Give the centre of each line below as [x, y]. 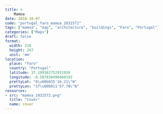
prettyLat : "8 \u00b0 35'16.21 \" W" [43, 81]
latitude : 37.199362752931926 [40, 73]
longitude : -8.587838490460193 [41, 77]
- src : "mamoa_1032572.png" [33, 95]
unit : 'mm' [20, 55]
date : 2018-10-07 [23, 18]
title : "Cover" [25, 100]
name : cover [22, 104]
